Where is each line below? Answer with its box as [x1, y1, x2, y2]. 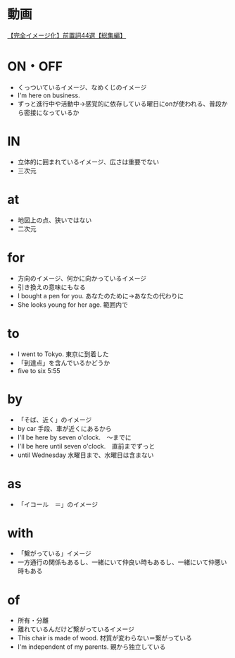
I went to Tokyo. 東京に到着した [17, 350, 109, 358]
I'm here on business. [17, 91, 81, 99]
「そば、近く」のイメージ [17, 415, 92, 424]
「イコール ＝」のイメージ [17, 500, 99, 508]
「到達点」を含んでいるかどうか [17, 358, 110, 367]
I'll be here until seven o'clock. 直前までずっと [17, 441, 155, 450]
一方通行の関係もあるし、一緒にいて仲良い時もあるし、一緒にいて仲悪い [17, 558, 227, 566]
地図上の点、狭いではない [17, 216, 92, 224]
